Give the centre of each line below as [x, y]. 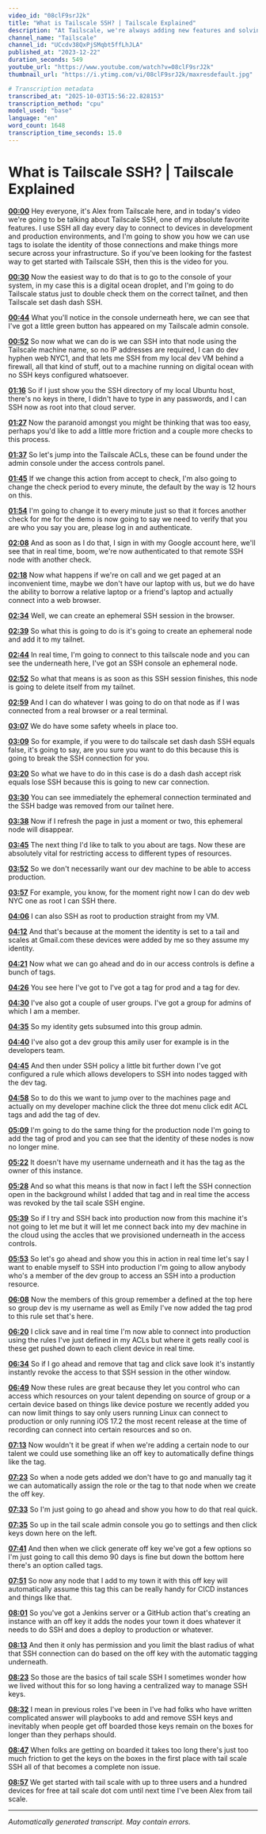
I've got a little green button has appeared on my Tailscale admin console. [129, 326]
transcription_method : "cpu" [56, 104]
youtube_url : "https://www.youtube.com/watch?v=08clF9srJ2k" [111, 67]
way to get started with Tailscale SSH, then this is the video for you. [118, 261]
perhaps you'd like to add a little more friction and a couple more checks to [131, 431]
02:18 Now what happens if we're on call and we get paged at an [115, 574]
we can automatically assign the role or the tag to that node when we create [132, 1485]
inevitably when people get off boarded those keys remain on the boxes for [131, 1726]
